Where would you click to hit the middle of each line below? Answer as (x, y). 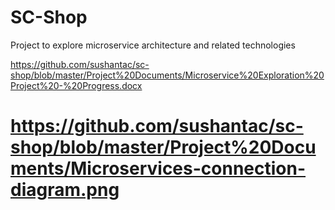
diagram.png (65, 190)
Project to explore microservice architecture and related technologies (153, 45)
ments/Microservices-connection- (158, 168)
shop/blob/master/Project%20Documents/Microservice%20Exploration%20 (167, 75)
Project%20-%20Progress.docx (76, 85)
